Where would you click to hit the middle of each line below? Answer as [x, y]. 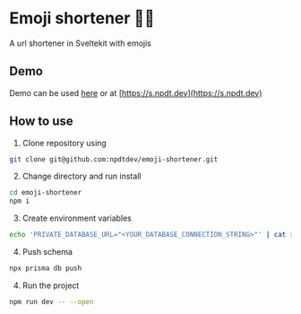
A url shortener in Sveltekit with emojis [81, 43]
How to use [41, 122]
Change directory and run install [82, 176]
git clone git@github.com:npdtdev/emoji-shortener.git [114, 159]
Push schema [47, 252]
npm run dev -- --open [52, 301]
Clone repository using [64, 143]
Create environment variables [77, 218]
